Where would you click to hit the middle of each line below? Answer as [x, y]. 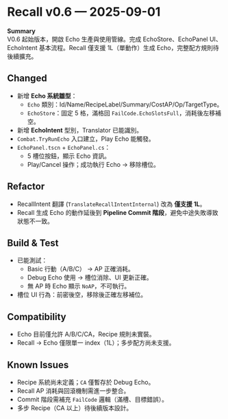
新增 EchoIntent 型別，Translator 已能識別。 [79, 130]
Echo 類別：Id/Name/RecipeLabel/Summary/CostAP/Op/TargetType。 [125, 104]
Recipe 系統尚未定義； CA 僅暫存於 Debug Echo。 [86, 382]
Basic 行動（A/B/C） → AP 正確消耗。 [81, 269]
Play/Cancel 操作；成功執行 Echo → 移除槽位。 [93, 164]
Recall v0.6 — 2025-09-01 [84, 12]
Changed [27, 79]
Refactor [26, 186]
